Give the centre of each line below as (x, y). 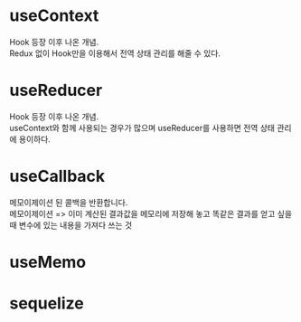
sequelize (47, 303)
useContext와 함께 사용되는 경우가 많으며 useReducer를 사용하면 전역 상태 (142, 128)
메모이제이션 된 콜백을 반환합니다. (69, 202)
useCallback (57, 176)
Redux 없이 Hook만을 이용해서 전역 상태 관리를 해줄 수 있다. (115, 53)
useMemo (48, 262)
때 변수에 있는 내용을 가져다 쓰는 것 (71, 225)
